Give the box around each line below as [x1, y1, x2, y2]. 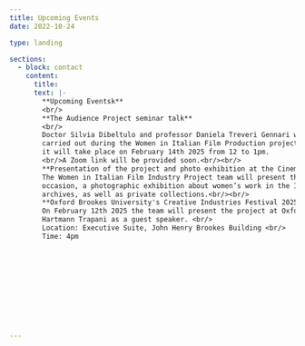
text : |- [33, 88, 67, 97]
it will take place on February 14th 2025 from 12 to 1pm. [42, 147, 271, 157]
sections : [9, 54, 47, 64]
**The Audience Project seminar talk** [42, 114, 193, 123]
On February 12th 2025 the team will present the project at [42, 206, 279, 216]
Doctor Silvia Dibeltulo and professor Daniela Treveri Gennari [42, 131, 290, 140]
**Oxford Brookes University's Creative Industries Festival [42, 198, 279, 207]
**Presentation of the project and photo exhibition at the [42, 164, 274, 173]
